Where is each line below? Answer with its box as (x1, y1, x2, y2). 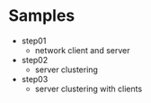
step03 (21, 73, 49, 84)
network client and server (34, 44, 130, 55)
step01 (21, 35, 47, 46)
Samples (8, 5, 75, 26)
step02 (21, 54, 49, 65)
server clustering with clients (34, 83, 143, 94)
